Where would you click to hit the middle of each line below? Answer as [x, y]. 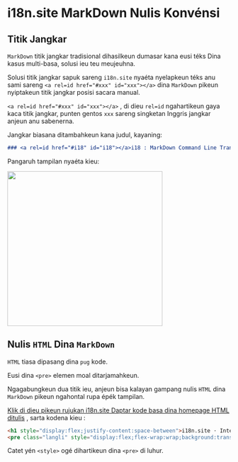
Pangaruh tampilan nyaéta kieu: [53, 161]
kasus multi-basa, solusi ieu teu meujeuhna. [72, 64]
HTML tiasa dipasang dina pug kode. [58, 362]
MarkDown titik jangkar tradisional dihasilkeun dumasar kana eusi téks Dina [114, 56]
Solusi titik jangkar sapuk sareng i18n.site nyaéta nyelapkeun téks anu [112, 77]
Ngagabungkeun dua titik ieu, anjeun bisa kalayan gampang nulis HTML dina [117, 389]
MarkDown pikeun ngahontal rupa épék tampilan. [76, 396]
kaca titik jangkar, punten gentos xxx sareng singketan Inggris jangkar [109, 114]
